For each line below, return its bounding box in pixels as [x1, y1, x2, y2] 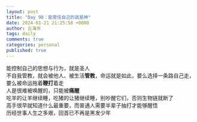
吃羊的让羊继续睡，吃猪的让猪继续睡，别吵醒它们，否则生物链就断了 [6, 94, 174, 101]
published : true [6, 48, 47, 54]
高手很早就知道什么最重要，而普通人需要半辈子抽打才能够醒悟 [6, 102, 158, 109]
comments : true [6, 36, 44, 42]
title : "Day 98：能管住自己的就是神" [6, 14, 91, 20]
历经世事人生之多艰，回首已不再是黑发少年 [6, 109, 111, 116]
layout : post [6, 8, 39, 15]
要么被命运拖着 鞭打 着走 [6, 79, 64, 86]
